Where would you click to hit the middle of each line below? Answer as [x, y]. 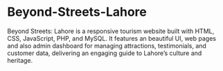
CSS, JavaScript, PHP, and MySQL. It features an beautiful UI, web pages [112, 38]
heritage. [20, 60]
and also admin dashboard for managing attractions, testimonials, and [107, 45]
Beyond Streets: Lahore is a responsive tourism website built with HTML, [111, 31]
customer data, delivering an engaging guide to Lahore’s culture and [105, 53]
